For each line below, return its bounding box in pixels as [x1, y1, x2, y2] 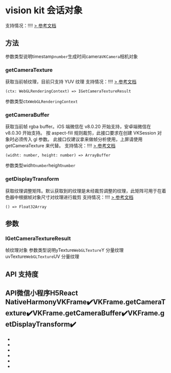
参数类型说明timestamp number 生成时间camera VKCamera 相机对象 [5, 53, 138, 59]
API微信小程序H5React [5, 289, 78, 298]
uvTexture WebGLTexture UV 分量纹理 [5, 253, 80, 260]
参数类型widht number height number [5, 163, 76, 169]
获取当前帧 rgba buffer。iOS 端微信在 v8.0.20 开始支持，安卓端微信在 [5, 123, 152, 130]
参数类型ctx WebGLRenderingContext [5, 98, 78, 104]
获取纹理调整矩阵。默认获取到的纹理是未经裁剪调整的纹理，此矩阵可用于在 [5, 188, 162, 194]
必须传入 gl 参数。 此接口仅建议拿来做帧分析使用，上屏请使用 [14, 136, 143, 143]
